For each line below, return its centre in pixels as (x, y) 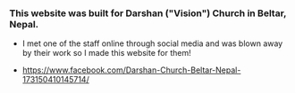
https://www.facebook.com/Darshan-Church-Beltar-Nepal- (131, 70)
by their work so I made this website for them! (106, 53)
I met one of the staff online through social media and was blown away (152, 43)
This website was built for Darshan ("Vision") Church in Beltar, (148, 13)
